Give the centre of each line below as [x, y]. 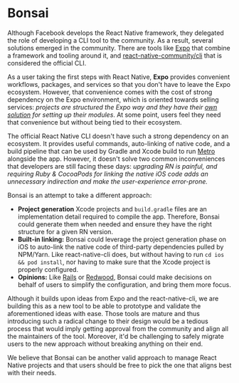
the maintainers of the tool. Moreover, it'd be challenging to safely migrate [116, 336]
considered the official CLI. [47, 63]
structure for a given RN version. [65, 231]
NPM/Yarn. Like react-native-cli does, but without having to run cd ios [121, 254]
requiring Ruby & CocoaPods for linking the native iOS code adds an [108, 174]
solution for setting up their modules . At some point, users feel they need [114, 115]
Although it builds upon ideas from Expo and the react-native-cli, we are [113, 298]
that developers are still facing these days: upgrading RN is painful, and [112, 166]
